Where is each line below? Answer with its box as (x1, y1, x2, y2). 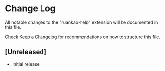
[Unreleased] (5, 48, 47, 56)
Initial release (12, 61, 40, 67)
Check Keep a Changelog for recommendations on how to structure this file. (5, 34, 161, 40)
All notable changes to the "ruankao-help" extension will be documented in (5, 19, 158, 25)
